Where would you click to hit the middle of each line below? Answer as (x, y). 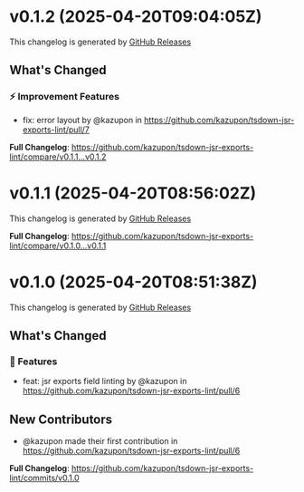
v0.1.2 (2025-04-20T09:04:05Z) (136, 17)
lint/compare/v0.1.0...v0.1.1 (58, 246)
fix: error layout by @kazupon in (82, 120)
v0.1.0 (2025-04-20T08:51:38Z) (133, 282)
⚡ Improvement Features (65, 97)
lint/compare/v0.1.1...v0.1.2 (58, 157)
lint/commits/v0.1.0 (44, 478)
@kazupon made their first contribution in (100, 441)
